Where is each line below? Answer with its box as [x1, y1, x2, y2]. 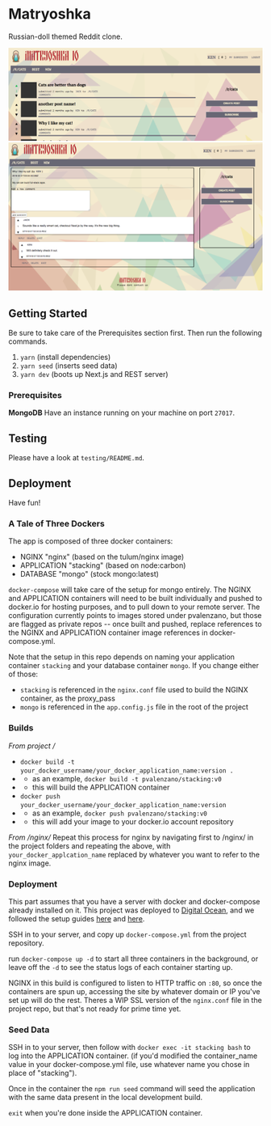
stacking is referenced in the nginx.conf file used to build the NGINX [19, 685, 248, 695]
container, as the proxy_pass [19, 693, 115, 704]
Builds [8, 722, 34, 734]
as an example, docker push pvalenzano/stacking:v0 [31, 808, 207, 818]
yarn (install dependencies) [19, 353, 111, 362]
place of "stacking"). [8, 1069, 77, 1078]
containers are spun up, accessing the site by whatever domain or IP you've [8, 986, 261, 996]
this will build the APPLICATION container [31, 782, 170, 792]
